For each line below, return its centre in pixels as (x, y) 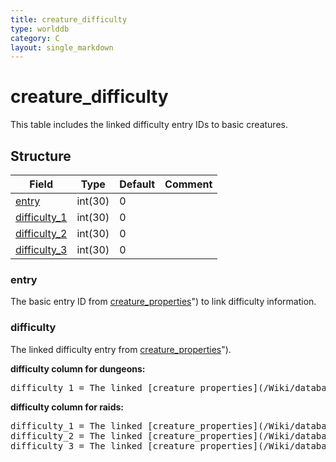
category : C (35, 38)
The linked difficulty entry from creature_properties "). (121, 349)
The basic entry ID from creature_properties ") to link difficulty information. (163, 302)
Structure (41, 156)
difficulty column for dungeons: (78, 368)
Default (137, 184)
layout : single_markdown (62, 47)
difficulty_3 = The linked (76, 445)
